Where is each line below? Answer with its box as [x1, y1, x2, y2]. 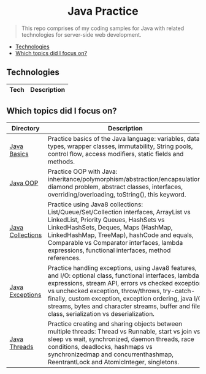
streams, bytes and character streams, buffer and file [48, 302, 201, 310]
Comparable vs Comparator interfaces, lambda [48, 238, 183, 247]
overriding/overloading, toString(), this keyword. [48, 190, 186, 198]
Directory [11, 124, 40, 132]
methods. [48, 157, 75, 166]
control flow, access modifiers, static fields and [48, 149, 184, 158]
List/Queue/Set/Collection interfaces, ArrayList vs [48, 208, 191, 216]
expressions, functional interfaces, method [48, 246, 171, 255]
